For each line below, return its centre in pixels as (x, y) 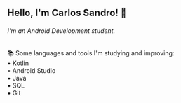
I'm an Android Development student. (61, 30)
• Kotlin (18, 63)
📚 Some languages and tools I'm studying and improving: (91, 53)
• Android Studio (32, 70)
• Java (17, 78)
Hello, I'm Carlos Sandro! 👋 (67, 13)
